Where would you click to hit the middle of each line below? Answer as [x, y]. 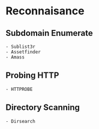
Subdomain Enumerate [49, 33]
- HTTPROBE [19, 89]
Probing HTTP [32, 76]
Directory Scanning [43, 108]
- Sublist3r [20, 47]
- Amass [15, 57]
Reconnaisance [45, 11]
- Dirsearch [20, 121]
